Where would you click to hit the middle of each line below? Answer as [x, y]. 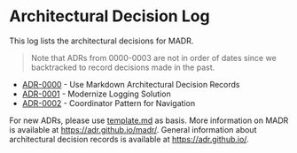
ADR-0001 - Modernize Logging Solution [96, 94]
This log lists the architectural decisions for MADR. [102, 41]
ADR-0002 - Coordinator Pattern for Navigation [109, 103]
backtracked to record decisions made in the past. [123, 67]
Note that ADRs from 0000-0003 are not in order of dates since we [153, 57]
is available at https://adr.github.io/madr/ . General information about [133, 129]
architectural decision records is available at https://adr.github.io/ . [129, 139]
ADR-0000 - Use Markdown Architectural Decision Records [131, 84]
